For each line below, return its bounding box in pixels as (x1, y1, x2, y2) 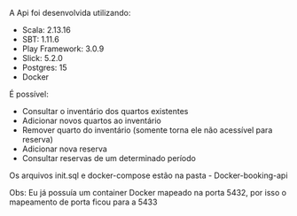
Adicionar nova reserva (21, 143, 108, 154)
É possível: (9, 89, 49, 99)
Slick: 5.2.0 (21, 53, 64, 63)
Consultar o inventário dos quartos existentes (21, 106, 189, 116)
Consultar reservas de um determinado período (21, 153, 197, 163)
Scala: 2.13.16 (21, 25, 71, 35)
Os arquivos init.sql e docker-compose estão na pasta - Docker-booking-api (9, 170, 288, 181)
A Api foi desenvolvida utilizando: (9, 8, 131, 18)
